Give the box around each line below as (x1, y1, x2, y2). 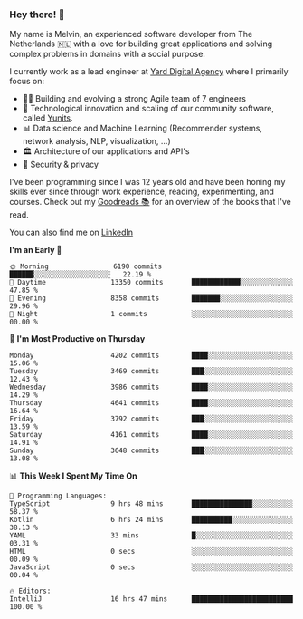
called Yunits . (22, 112, 74, 123)
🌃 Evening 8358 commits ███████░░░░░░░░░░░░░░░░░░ (9, 294, 294, 303)
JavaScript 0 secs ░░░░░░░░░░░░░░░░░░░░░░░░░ (9, 563, 294, 572)
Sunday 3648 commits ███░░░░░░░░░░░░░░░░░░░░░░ (9, 446, 294, 456)
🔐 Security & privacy (22, 159, 99, 170)
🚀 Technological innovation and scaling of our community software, (22, 103, 274, 114)
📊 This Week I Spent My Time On (9, 470, 137, 481)
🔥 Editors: (9, 586, 52, 596)
